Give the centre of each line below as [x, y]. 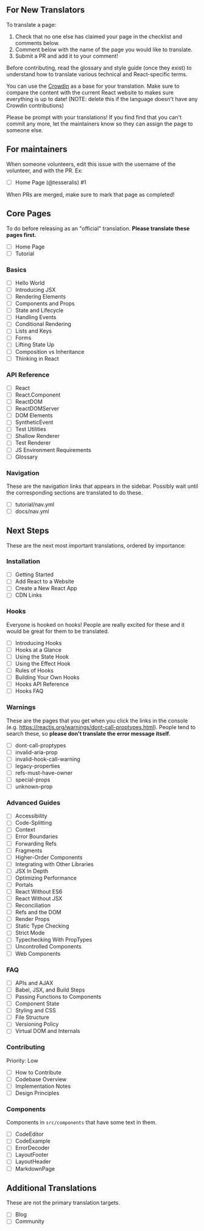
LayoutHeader [33, 1162]
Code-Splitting [33, 823]
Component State [37, 1004]
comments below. [37, 43]
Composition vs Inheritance [50, 351]
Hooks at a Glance [38, 650]
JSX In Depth [32, 871]
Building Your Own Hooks [47, 677]
